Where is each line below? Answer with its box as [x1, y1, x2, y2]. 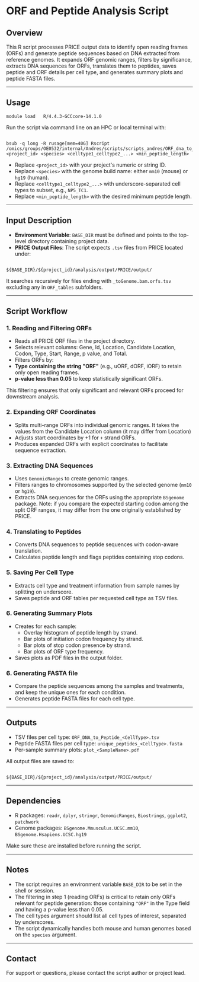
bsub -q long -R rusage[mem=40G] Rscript [6, 141, 110, 146]
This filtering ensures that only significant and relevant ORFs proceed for [6, 387, 184, 394]
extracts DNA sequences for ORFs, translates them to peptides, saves [6, 62, 176, 69]
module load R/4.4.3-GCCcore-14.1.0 [6, 113, 102, 119]
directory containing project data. [27, 237, 110, 244]
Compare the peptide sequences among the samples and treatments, [14, 683, 185, 690]
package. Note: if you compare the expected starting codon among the [14, 500, 188, 507]
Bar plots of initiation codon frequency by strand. [23, 635, 143, 642]
